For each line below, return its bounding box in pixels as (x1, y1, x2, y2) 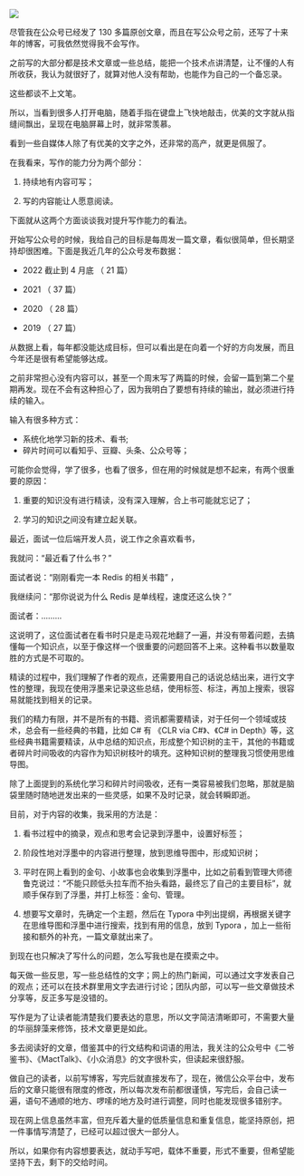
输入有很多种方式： (9, 414, 81, 425)
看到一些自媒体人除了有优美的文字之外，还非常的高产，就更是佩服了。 (9, 138, 271, 149)
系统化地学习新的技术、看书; (22, 433, 129, 444)
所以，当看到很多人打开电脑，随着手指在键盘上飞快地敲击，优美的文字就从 (9, 107, 287, 118)
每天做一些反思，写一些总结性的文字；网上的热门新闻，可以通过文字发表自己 (9, 970, 295, 980)
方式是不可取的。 (24, 653, 89, 663)
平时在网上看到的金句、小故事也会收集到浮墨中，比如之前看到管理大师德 (22, 867, 292, 877)
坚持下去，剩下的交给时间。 (9, 1157, 113, 1167)
